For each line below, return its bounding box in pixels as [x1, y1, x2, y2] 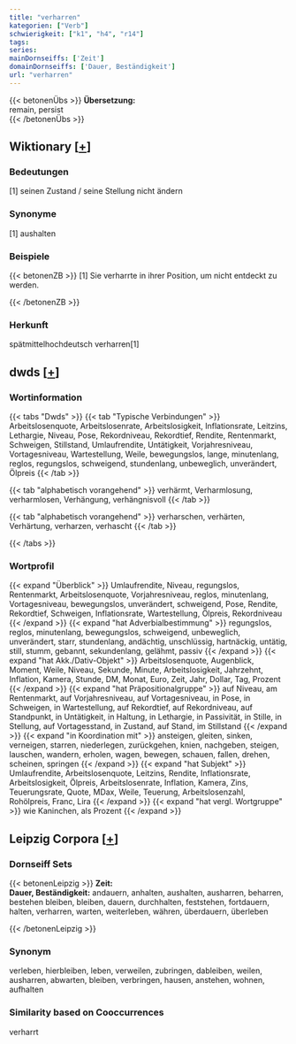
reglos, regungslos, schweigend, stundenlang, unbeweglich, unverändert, [9, 458, 277, 469]
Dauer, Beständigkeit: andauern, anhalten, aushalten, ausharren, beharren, [9, 887, 285, 898]
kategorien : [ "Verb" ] [9, 21, 89, 30]
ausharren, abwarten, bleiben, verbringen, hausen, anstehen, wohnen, [9, 975, 265, 986]
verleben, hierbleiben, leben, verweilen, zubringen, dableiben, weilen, [9, 965, 262, 976]
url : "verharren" [9, 71, 73, 80]
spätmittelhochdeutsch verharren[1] [9, 339, 140, 349]
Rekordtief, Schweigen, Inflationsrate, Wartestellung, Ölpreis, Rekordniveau [9, 608, 283, 619]
